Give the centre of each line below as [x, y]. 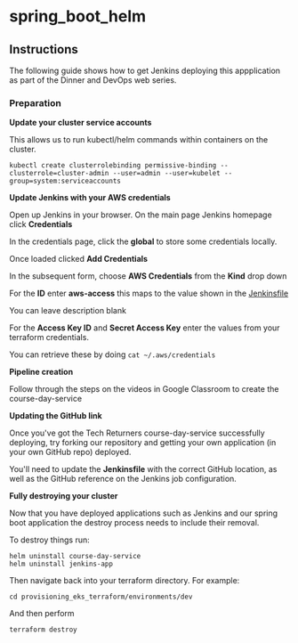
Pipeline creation [41, 372]
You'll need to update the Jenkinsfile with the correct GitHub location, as [143, 469]
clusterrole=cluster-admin [59, 174]
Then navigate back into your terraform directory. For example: [125, 581]
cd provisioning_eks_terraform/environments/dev [101, 597]
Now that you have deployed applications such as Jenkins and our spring [144, 513]
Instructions [44, 49]
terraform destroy [43, 630]
